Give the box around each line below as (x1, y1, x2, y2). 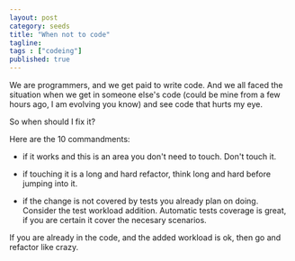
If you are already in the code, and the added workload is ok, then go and (9, 232, 282, 243)
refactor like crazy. (9, 242, 79, 252)
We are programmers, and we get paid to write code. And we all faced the (9, 80, 283, 90)
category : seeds (9, 22, 70, 31)
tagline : (9, 38, 42, 48)
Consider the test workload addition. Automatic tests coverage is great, (22, 205, 287, 216)
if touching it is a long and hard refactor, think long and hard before (22, 168, 272, 179)
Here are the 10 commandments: (9, 134, 130, 144)
